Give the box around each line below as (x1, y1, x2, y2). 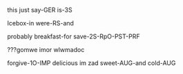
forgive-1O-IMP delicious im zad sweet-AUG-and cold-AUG (7, 59, 176, 67)
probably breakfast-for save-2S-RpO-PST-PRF (7, 32, 140, 40)
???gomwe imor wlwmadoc (7, 46, 85, 53)
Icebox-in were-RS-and (7, 19, 75, 27)
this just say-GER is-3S (7, 6, 73, 14)
